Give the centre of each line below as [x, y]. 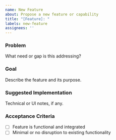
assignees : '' [20, 28]
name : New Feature [24, 10]
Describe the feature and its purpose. [43, 80]
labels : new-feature [27, 23]
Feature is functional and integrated [49, 127]
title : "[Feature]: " [28, 19]
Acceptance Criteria [30, 116]
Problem [16, 46]
